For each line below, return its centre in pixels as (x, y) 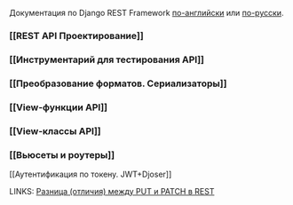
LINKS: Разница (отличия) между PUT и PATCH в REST (112, 191)
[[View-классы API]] (55, 130)
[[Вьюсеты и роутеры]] (62, 154)
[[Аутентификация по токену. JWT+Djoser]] (91, 174)
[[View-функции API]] (59, 107)
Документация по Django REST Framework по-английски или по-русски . (146, 13)
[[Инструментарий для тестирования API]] (107, 59)
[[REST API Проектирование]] (76, 35)
